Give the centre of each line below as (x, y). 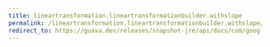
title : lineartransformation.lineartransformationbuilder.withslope (125, 16)
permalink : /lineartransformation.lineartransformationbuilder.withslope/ (136, 23)
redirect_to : (30, 30)
